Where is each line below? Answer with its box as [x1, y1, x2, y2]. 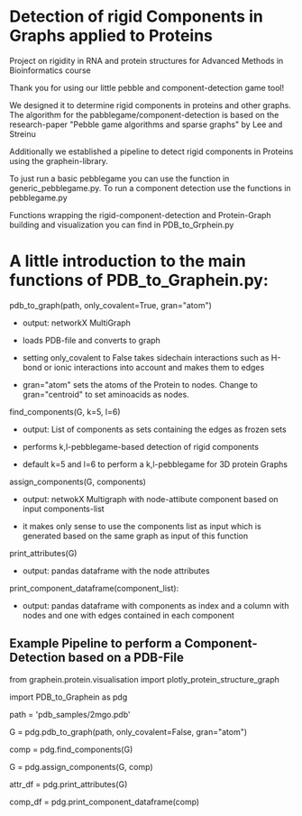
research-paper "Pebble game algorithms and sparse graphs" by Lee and [9, 119, 283, 130]
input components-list [22, 503, 105, 514]
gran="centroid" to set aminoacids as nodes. [22, 389, 189, 399]
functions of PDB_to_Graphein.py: [9, 270, 269, 290]
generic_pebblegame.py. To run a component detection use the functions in [9, 182, 291, 193]
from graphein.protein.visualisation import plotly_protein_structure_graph [9, 674, 279, 684]
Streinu [9, 128, 36, 139]
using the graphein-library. [9, 155, 108, 166]
